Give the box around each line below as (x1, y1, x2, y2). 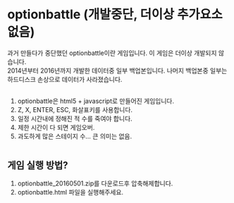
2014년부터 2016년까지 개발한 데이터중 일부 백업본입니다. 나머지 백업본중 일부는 (7, 66, 228, 75)
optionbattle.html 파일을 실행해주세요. (17, 187, 124, 196)
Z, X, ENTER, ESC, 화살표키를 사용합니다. (17, 106, 133, 114)
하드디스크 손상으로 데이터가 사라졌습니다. (7, 75, 123, 83)
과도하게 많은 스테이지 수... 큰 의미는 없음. (17, 132, 133, 141)
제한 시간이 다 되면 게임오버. (17, 123, 95, 132)
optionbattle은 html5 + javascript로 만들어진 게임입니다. (17, 97, 175, 106)
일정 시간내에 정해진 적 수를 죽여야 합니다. (17, 114, 133, 123)
